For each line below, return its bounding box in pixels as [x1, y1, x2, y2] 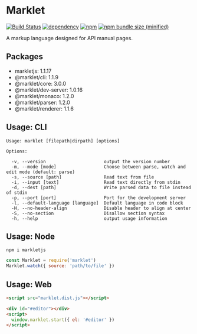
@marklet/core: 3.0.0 [14, 80, 67, 87]
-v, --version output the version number [11, 158, 170, 164]
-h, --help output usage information [11, 215, 168, 222]
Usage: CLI [6, 122, 47, 132]
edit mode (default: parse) [6, 169, 75, 175]
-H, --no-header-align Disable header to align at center [11, 205, 192, 211]
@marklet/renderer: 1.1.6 [14, 105, 74, 112]
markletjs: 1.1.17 [14, 67, 52, 74]
